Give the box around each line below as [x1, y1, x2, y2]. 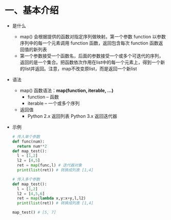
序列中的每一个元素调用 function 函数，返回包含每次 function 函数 [19, 39, 159, 46]
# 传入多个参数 [12, 176, 40, 182]
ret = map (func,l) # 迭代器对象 [17, 163, 82, 168]
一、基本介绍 [5, 5, 59, 16]
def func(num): [12, 139, 45, 144]
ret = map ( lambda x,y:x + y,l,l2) [17, 196, 86, 201]
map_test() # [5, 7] [12, 210, 56, 215]
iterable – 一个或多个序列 [27, 100, 80, 106]
